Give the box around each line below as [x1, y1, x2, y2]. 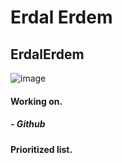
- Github [10, 118, 46, 130]
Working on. [10, 95, 63, 107]
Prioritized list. [10, 143, 73, 155]
